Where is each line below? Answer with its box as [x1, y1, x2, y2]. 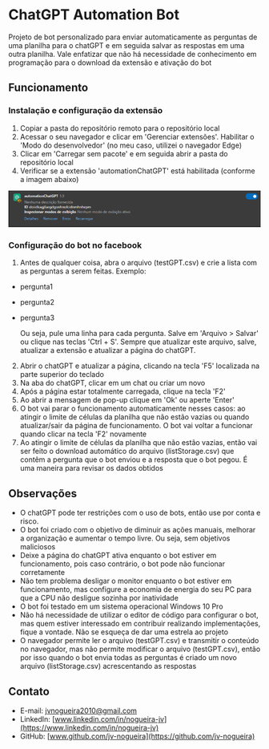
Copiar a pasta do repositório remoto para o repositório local [19, 123, 220, 133]
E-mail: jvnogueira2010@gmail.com [19, 706, 138, 715]
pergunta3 [19, 313, 54, 322]
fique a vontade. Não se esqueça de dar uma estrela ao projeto [19, 627, 229, 637]
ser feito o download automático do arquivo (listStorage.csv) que [19, 447, 235, 456]
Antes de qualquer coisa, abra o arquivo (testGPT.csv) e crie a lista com [19, 258, 258, 268]
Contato [8, 684, 50, 698]
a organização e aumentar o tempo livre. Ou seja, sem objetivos [19, 533, 231, 543]
